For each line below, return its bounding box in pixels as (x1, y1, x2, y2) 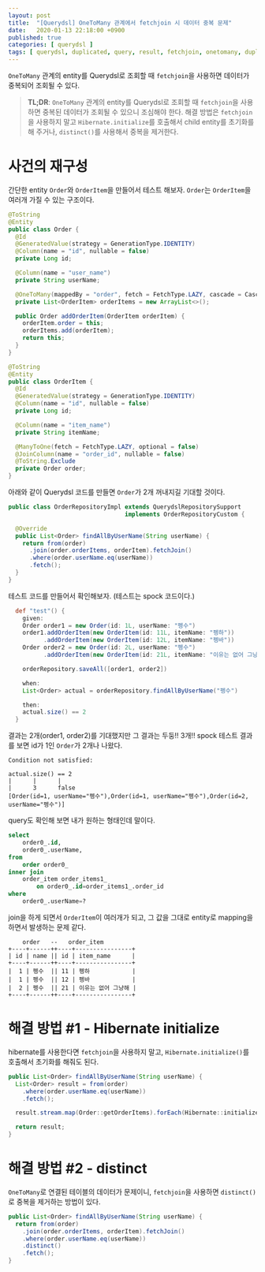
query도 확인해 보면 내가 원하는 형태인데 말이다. (8, 815, 155, 825)
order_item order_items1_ (22, 875, 108, 883)
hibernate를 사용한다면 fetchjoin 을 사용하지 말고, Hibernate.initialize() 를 (8, 1046, 250, 1057)
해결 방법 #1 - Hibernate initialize (8, 1020, 220, 1038)
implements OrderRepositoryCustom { (125, 510, 245, 518)
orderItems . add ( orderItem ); (22, 326, 114, 335)
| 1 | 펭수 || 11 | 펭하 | (8, 967, 136, 975)
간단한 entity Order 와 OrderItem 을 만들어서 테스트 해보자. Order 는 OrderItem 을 (8, 185, 252, 194)
